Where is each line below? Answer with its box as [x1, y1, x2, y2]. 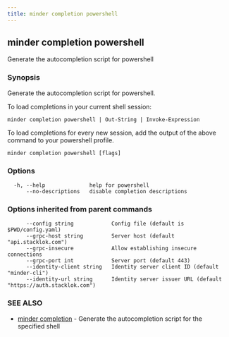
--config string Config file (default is [25, 220, 185, 228]
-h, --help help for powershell [13, 182, 150, 189]
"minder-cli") [7, 269, 49, 277]
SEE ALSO [7, 298, 43, 308]
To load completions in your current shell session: [7, 102, 152, 111]
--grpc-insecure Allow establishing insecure [25, 245, 197, 252]
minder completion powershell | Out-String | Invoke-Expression [7, 116, 200, 123]
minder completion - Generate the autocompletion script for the [17, 314, 203, 323]
